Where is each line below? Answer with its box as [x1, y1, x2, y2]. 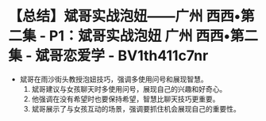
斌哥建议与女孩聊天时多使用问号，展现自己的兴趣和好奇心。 [31, 84, 227, 93]
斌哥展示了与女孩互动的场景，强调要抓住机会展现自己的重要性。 [31, 104, 241, 113]
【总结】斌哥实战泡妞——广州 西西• [8, 7, 241, 25]
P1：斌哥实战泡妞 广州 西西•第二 [48, 27, 259, 45]
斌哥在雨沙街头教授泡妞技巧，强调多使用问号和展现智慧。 [19, 74, 208, 84]
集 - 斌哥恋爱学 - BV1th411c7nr [8, 47, 209, 65]
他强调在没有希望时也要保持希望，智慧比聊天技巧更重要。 [31, 94, 220, 104]
